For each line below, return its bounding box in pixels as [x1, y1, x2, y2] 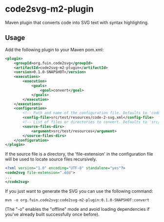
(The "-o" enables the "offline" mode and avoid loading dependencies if [5, 206, 150, 212]
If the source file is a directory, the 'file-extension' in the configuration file [5, 151, 153, 157]
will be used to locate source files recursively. [5, 156, 97, 162]
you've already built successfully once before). [5, 211, 100, 217]
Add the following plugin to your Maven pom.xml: [5, 46, 104, 52]
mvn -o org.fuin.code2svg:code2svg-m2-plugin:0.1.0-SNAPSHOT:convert [5, 198, 150, 202]
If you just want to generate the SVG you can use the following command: [5, 188, 153, 194]
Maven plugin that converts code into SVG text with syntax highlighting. [5, 20, 149, 25]
